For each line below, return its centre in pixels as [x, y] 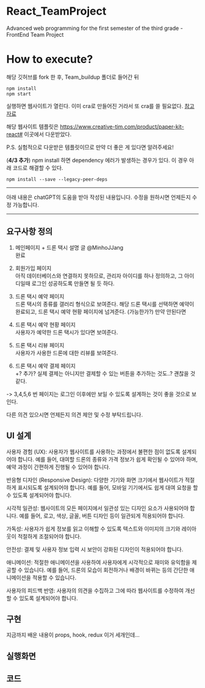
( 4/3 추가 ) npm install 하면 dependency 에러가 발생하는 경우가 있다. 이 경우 [97, 160]
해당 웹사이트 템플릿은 [33, 126]
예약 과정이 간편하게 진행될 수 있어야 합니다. [59, 467]
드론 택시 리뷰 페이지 [40, 345]
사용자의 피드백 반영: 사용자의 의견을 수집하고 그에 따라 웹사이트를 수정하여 [95, 590]
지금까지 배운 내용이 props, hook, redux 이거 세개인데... [73, 635]
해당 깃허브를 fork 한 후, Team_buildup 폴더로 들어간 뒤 [73, 77]
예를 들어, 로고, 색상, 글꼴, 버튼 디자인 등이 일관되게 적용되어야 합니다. [102, 516]
